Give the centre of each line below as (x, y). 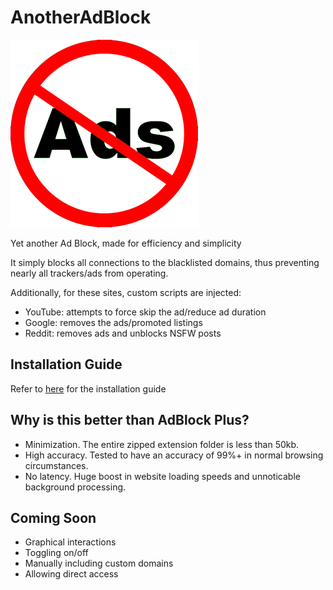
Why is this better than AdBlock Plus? (130, 420)
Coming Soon (53, 517)
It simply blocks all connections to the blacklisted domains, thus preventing (165, 262)
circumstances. (56, 465)
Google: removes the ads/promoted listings (113, 322)
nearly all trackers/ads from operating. (89, 273)
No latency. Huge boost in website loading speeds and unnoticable (162, 476)
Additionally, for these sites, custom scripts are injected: (126, 292)
